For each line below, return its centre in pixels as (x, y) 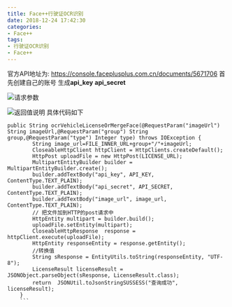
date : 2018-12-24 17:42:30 (46, 20)
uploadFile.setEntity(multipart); (82, 225)
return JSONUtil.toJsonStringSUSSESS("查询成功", (106, 282)
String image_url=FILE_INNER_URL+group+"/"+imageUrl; (112, 144)
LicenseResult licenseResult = (78, 269)
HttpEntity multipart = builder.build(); (94, 219)
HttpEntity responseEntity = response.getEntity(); (109, 243)
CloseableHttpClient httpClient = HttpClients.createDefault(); (128, 150)
